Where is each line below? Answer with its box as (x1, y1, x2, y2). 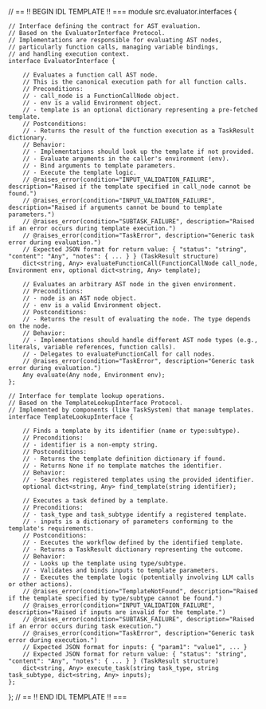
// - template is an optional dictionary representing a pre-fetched (22, 106, 259, 114)
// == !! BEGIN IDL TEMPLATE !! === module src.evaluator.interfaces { (8, 7, 237, 16)
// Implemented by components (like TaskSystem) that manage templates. (8, 406, 255, 414)
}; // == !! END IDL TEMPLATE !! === (8, 692, 127, 701)
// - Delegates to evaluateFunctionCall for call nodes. (22, 350, 216, 358)
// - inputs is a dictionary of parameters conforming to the (22, 518, 233, 526)
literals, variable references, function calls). (8, 343, 177, 351)
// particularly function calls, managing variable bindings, (8, 43, 219, 51)
